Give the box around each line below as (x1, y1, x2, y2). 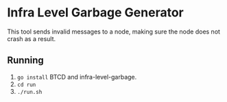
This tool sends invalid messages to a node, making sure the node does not (7, 27, 221, 36)
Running (7, 55, 45, 66)
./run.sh (16, 88, 43, 95)
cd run (16, 81, 36, 88)
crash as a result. (7, 34, 56, 42)
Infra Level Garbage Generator (7, 5, 184, 21)
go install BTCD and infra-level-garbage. (16, 73, 137, 81)
